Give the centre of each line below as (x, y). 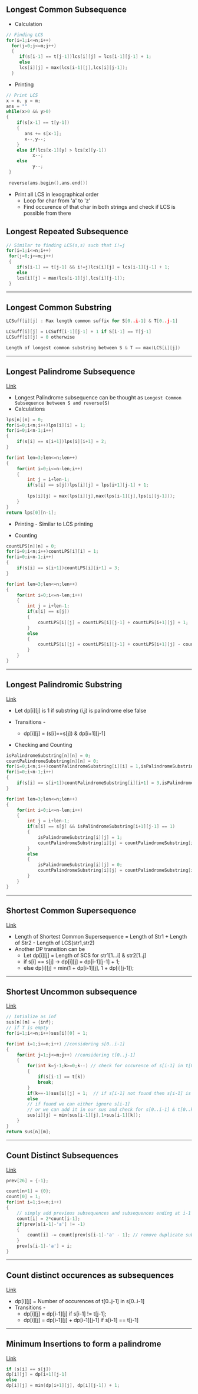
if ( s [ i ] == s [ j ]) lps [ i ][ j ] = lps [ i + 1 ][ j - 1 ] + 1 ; (88, 485)
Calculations (30, 409)
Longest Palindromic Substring (64, 685)
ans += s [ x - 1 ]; (43, 133)
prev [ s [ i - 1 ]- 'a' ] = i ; (44, 1246)
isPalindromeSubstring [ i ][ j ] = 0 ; (80, 865)
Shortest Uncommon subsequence (72, 991)
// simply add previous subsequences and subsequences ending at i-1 (104, 1213)
